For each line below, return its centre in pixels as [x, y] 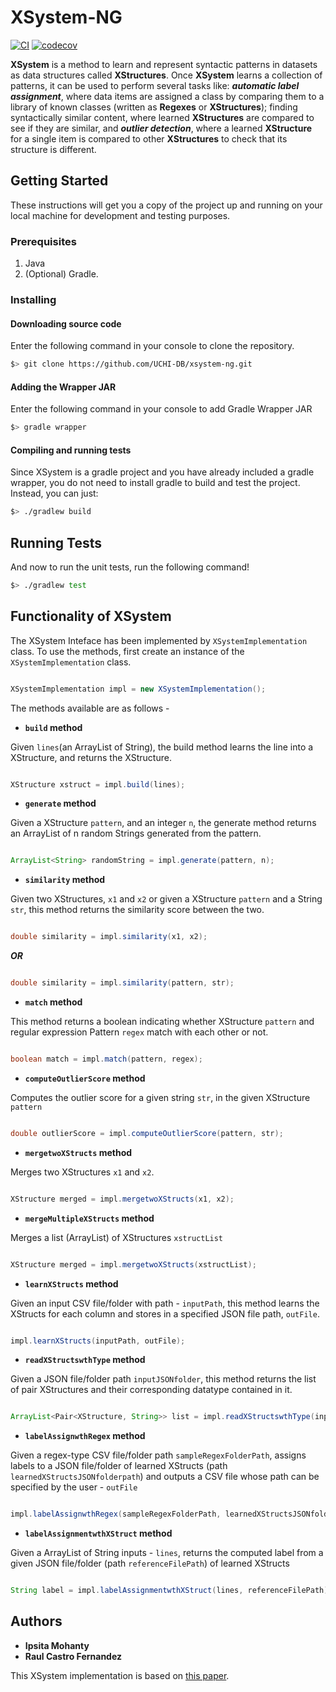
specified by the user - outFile [74, 1487]
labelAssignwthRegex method [85, 1436]
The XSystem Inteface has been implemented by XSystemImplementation [159, 640]
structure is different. [53, 149]
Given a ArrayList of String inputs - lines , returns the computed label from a [167, 1553]
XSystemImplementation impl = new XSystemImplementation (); [138, 689]
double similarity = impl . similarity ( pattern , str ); [122, 983]
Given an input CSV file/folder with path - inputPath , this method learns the [165, 1303]
